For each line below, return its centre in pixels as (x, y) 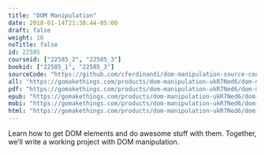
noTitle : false (33, 45)
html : (17, 111)
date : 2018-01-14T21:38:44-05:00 (63, 23)
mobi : (17, 103)
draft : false (30, 30)
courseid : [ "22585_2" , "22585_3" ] (65, 60)
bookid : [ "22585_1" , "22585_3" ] (61, 67)
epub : (17, 96)
